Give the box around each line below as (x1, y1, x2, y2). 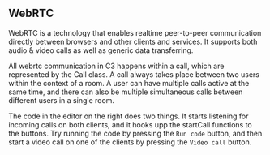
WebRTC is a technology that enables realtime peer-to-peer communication (8, 28, 262, 37)
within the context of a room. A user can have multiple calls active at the (8, 78, 250, 88)
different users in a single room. (8, 95, 115, 105)
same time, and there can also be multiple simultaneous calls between (8, 87, 243, 97)
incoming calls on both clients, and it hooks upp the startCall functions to (8, 119, 253, 129)
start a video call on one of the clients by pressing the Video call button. (8, 137, 252, 147)
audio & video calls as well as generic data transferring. (8, 45, 194, 55)
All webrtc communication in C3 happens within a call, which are (8, 61, 225, 71)
